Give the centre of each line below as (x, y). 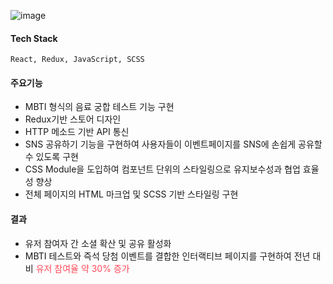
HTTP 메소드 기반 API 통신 (77, 132)
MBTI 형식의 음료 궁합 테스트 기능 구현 (99, 107)
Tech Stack (34, 38)
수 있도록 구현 (51, 157)
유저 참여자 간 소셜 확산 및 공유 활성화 (98, 243)
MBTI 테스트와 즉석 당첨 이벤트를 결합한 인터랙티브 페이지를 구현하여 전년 (167, 256)
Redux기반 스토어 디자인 (73, 119)
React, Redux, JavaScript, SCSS (77, 60)
